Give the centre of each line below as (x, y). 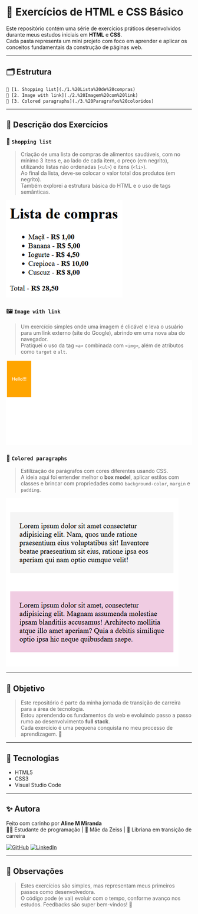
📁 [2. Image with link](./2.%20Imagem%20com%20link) (72, 95)
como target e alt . (44, 351)
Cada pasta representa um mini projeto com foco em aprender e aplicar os (97, 41)
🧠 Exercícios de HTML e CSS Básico (95, 12)
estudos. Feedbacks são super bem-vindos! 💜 (76, 904)
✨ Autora (23, 809)
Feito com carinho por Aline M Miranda (54, 823)
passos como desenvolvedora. (58, 892)
